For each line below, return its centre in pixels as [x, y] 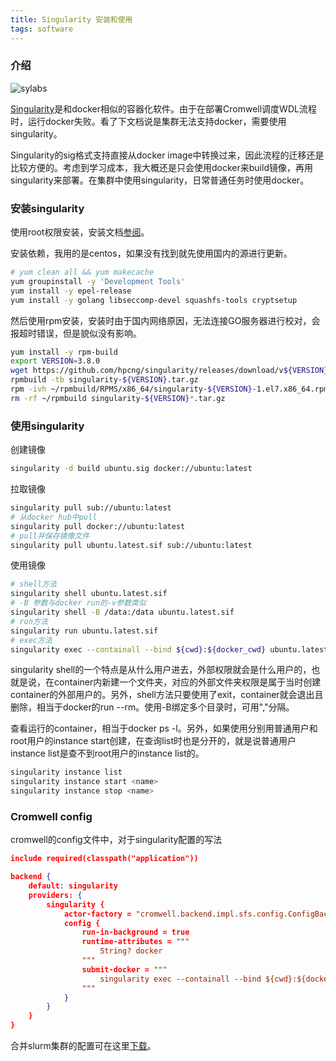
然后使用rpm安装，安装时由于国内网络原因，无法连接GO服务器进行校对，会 [165, 320]
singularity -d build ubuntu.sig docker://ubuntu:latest [131, 469]
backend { [31, 877]
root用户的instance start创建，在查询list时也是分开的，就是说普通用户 [153, 741]
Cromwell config [51, 816]
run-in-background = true [135, 932]
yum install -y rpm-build [64, 352]
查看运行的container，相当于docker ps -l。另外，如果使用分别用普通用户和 [164, 728]
